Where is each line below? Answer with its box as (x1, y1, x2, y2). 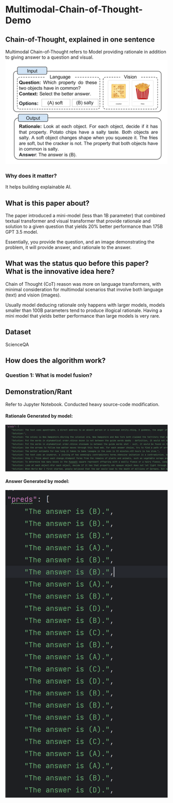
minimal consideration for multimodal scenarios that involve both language (5, 286, 164, 292)
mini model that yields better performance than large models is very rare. (5, 312, 161, 319)
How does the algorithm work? (5, 356, 106, 365)
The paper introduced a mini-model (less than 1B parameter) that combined (5, 212, 166, 218)
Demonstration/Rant (5, 388, 72, 396)
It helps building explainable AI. (5, 184, 72, 190)
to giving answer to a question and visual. (5, 54, 94, 60)
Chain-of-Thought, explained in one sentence (5, 35, 155, 44)
